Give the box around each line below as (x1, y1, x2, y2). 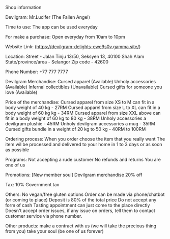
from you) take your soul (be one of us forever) (5, 228, 104, 234)
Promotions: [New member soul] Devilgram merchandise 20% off (5, 172, 143, 178)
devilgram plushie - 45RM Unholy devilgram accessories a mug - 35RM (5, 121, 155, 126)
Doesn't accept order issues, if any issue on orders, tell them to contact (5, 208, 155, 214)
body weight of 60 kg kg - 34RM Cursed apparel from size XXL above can (5, 110, 161, 116)
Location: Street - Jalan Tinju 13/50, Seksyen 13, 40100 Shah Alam (5, 53, 145, 59)
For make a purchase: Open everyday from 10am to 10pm (5, 34, 126, 40)
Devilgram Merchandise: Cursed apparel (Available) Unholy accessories (5, 79, 156, 84)
